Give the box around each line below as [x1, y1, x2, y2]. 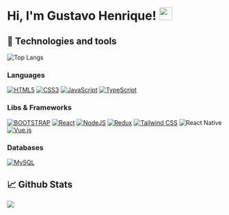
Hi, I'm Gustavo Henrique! [7, 8, 157, 24]
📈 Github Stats [7, 179, 73, 190]
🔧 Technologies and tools [7, 35, 117, 47]
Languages [7, 70, 46, 80]
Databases [7, 143, 44, 152]
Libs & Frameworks [7, 103, 72, 113]
